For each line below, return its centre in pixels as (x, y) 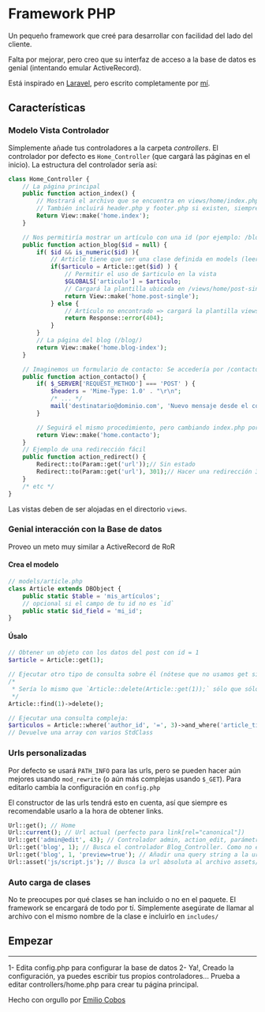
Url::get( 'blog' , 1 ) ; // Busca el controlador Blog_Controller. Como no (130, 848)
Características (47, 108)
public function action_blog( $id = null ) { (95, 245)
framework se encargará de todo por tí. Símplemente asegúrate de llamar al (131, 908)
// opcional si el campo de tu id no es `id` (99, 603)
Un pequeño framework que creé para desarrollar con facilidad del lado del (131, 36)
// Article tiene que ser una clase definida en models (144, 259)
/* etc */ (39, 486)
